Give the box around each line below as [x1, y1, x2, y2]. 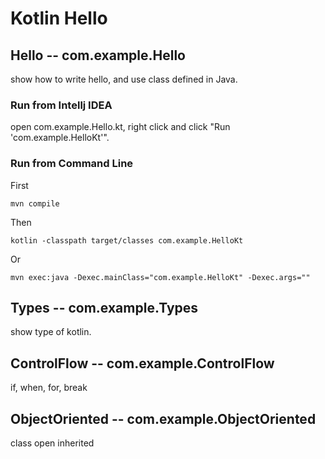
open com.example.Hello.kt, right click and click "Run [10, 121, 231, 133]
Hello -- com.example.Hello [10, 47, 186, 64]
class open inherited [10, 437, 95, 449]
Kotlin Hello [10, 7, 108, 30]
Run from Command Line [10, 157, 134, 171]
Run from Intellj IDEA [10, 98, 113, 112]
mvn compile [10, 198, 60, 209]
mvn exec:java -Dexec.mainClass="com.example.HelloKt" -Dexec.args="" [10, 272, 311, 282]
